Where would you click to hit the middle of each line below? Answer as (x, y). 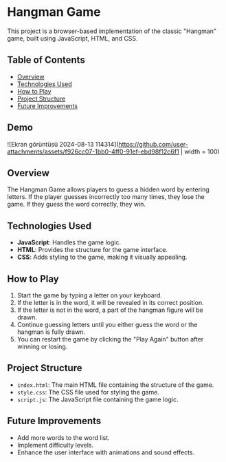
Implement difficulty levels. (55, 445)
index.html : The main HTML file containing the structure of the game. (115, 385)
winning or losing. (42, 346)
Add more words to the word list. (63, 437)
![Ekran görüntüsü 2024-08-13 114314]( (63, 144)
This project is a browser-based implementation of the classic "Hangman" (112, 31)
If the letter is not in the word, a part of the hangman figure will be (110, 310)
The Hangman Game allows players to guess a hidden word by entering (108, 189)
